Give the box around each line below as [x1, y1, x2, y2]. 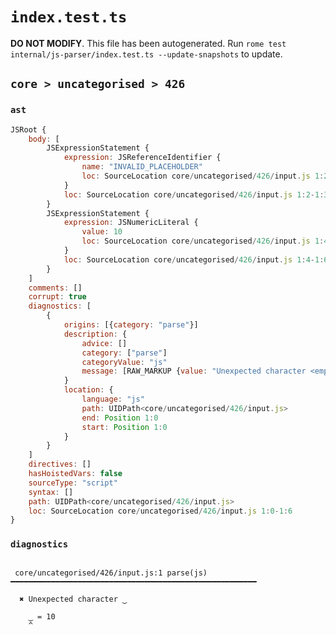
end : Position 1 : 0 [81, 413, 159, 423]
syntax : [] [28, 487, 74, 497]
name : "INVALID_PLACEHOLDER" [81, 162, 203, 172]
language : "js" [81, 394, 145, 404]
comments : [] [28, 283, 83, 293]
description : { [63, 329, 128, 339]
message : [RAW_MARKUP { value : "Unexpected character [81, 366, 307, 377]
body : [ [28, 134, 60, 144]
